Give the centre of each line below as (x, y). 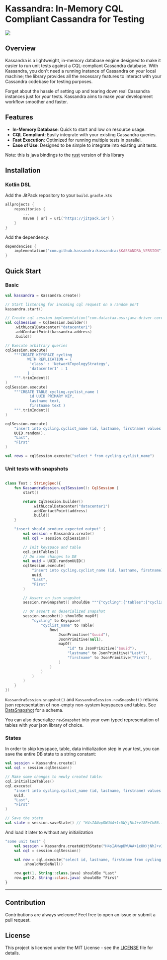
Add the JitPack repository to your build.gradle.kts (59, 195)
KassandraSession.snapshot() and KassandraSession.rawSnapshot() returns (82, 700)
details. (13, 953)
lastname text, (45, 401)
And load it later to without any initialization (49, 832)
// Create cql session (29, 318)
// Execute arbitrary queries (37, 345)
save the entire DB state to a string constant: (51, 754)
